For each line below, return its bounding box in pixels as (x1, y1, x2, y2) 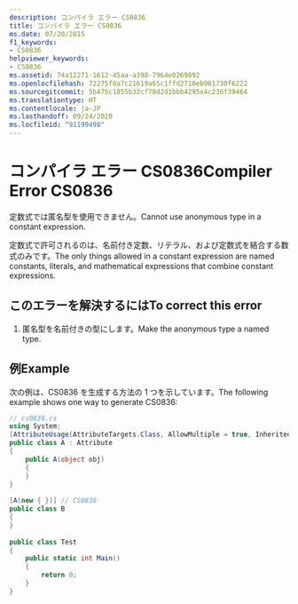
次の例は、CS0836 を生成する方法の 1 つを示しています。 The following (9, 386, 269, 397)
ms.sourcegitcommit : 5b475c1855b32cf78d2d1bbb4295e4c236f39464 (9, 87, 248, 96)
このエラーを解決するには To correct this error (9, 298, 263, 314)
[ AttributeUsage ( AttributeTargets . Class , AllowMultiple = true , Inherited (9, 430, 292, 440)
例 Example (9, 362, 70, 377)
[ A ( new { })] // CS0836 (9, 497, 98, 505)
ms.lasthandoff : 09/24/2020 (9, 112, 114, 121)
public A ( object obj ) (25, 455, 105, 464)
